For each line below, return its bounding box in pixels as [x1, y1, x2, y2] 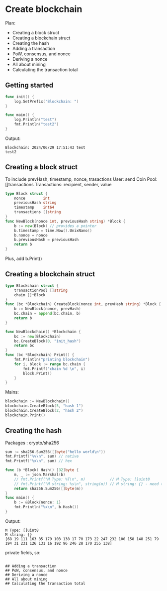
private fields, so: [5, 549, 41, 556]
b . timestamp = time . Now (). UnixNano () [14, 228, 92, 233]
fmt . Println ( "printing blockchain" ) [14, 357, 90, 362]
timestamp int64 [14, 205, 55, 210]
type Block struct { [5, 191, 48, 196]
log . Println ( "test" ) [14, 117, 57, 122]
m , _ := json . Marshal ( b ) [14, 472, 66, 477]
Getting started [5, 81, 54, 90]
